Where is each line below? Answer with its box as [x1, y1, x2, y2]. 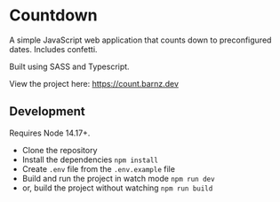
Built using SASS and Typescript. [9, 61, 131, 72]
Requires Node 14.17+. [9, 128, 91, 138]
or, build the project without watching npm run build [21, 183, 213, 193]
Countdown [9, 5, 98, 26]
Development [9, 104, 86, 120]
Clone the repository [21, 144, 98, 155]
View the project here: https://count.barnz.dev [9, 78, 180, 89]
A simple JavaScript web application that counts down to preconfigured [9, 35, 272, 45]
